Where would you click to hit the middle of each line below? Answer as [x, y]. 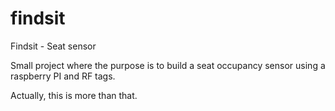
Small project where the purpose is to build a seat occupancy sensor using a [168, 65]
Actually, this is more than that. [74, 95]
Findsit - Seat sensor [53, 46]
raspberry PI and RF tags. [63, 76]
